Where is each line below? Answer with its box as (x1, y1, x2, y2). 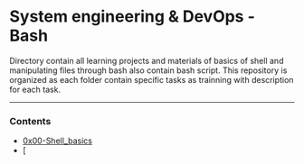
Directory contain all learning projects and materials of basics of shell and (9, 55, 284, 66)
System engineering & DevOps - (9, 6, 256, 27)
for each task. (9, 84, 62, 95)
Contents (9, 114, 52, 127)
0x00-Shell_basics (22, 135, 93, 146)
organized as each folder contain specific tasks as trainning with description (9, 74, 294, 85)
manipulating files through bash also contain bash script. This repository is (9, 65, 288, 76)
